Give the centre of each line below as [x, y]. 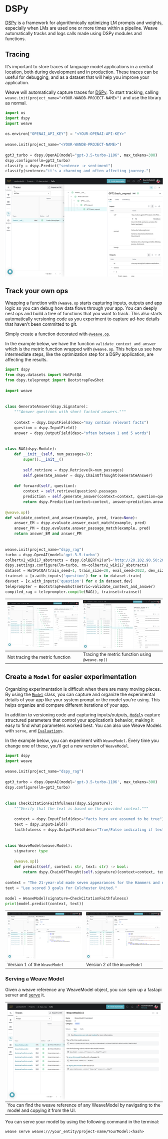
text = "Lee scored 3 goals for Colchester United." [61, 888]
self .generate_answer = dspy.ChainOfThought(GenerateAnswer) [88, 475]
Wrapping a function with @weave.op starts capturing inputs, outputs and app [84, 303]
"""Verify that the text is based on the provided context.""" [81, 809]
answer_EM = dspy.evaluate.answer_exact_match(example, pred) [80, 523]
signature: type [31, 851]
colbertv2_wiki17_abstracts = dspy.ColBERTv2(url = [59, 560]
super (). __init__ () [43, 459]
